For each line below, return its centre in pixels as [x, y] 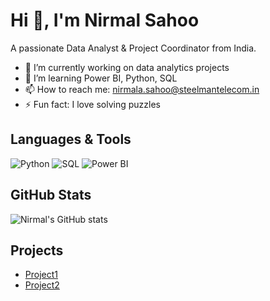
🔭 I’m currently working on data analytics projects [127, 67]
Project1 [41, 275]
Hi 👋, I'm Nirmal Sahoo [105, 20]
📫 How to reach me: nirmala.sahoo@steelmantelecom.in [142, 89]
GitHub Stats [51, 195]
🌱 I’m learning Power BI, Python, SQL [101, 78]
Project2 [42, 285]
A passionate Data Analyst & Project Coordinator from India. [133, 48]
